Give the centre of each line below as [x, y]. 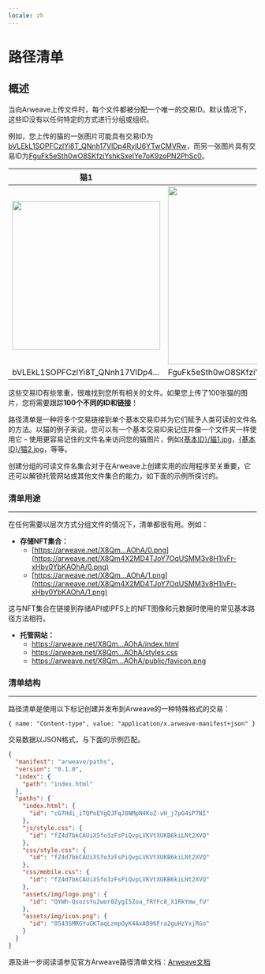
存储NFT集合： [44, 541]
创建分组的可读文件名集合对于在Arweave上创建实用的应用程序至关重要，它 [129, 466]
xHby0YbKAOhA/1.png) [69, 592]
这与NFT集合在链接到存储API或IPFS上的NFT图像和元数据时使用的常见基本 [128, 608]
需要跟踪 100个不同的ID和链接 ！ [86, 402]
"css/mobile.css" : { [56, 872]
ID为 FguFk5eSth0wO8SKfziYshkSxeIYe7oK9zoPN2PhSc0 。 [112, 156]
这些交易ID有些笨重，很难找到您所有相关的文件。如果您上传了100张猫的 [125, 392]
